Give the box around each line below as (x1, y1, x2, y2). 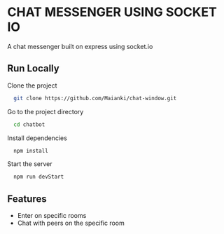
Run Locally (7, 62, 59, 74)
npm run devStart (13, 173, 64, 181)
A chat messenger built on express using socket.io (7, 42, 153, 50)
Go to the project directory (7, 107, 84, 116)
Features (7, 193, 47, 205)
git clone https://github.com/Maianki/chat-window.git (13, 95, 177, 102)
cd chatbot (13, 121, 45, 128)
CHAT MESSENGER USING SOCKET (7, 4, 217, 20)
